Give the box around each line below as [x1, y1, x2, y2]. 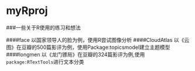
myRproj [6, 4, 48, 17]
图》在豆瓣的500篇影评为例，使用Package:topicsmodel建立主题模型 [6, 44, 171, 51]
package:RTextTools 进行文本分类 [6, 58, 84, 65]
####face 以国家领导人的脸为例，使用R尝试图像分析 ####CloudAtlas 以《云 [6, 36, 190, 43]
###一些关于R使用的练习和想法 [6, 24, 81, 31]
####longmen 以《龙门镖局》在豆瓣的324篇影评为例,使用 [6, 51, 145, 58]
